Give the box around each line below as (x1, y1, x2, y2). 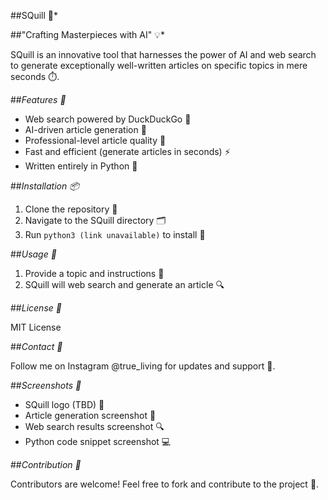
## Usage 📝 (10, 248, 57, 260)
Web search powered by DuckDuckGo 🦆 (24, 113, 192, 125)
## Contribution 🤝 (10, 459, 82, 470)
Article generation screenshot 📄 (24, 410, 157, 421)
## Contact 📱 (10, 341, 63, 352)
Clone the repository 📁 (24, 203, 118, 215)
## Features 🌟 (10, 94, 67, 105)
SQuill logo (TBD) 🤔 (24, 399, 105, 410)
